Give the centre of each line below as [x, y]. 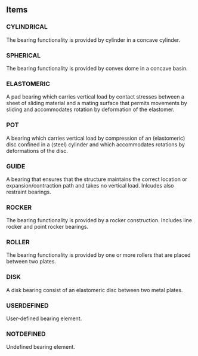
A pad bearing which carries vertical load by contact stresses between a [95, 97]
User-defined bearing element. [44, 318]
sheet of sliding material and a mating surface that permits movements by [97, 103]
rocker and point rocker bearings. [47, 227]
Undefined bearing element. [41, 347]
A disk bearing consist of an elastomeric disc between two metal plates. [95, 290]
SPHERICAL [23, 55]
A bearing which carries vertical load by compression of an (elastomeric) [96, 138]
